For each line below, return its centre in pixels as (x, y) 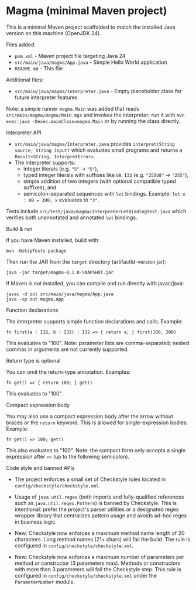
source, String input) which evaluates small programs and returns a (98, 150)
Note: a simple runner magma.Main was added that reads (73, 108)
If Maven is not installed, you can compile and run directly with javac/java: (95, 283)
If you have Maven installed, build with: (53, 240)
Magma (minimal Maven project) (87, 11)
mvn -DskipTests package (36, 251)
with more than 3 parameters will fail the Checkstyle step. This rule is (98, 569)
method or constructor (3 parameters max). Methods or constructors (97, 563)
